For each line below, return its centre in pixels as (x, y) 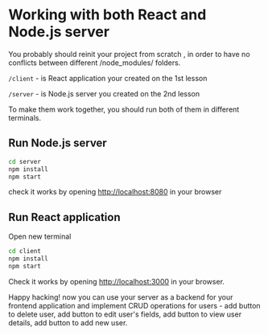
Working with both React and (107, 15)
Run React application (64, 217)
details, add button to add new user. (68, 322)
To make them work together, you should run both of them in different (124, 109)
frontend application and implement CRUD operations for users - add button (134, 305)
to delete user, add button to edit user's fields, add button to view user (125, 314)
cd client (25, 251)
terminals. (25, 117)
